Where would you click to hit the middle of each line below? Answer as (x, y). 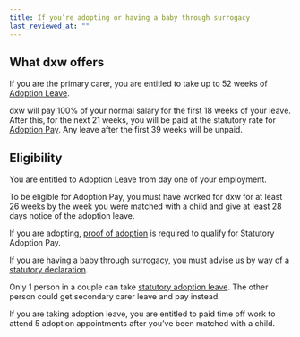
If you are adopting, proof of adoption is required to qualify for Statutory (142, 233)
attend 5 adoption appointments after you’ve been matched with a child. (142, 324)
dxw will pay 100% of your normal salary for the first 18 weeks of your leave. (150, 111)
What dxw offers (57, 62)
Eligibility (36, 158)
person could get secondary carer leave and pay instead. (115, 297)
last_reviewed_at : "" (50, 26)
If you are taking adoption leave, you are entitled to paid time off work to (142, 314)
